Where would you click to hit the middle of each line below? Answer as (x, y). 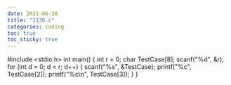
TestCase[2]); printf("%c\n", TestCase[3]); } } (73, 75)
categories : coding (36, 26)
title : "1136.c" (31, 20)
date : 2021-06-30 (33, 14)
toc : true (22, 33)
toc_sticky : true (33, 40)
